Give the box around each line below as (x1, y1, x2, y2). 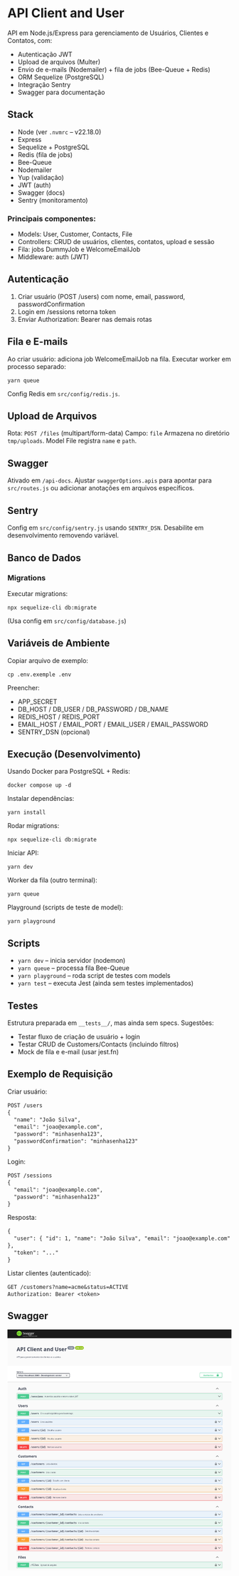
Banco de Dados (7, 552, 82, 564)
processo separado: (7, 362, 66, 370)
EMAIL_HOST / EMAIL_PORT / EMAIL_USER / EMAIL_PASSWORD (17, 719, 208, 729)
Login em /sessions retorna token (17, 307, 116, 315)
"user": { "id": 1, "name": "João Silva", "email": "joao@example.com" (14, 1235, 231, 1242)
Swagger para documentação (17, 88, 105, 96)
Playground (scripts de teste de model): (7, 903, 124, 911)
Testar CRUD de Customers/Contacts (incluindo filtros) (17, 1040, 179, 1049)
